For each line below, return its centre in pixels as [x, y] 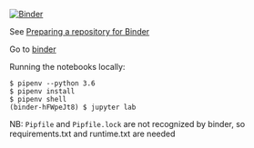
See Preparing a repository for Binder [80, 31]
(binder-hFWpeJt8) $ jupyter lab [73, 107]
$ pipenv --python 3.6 [52, 84]
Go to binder [33, 49]
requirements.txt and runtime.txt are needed [92, 133]
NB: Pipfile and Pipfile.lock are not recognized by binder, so [127, 124]
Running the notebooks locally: [67, 67]
